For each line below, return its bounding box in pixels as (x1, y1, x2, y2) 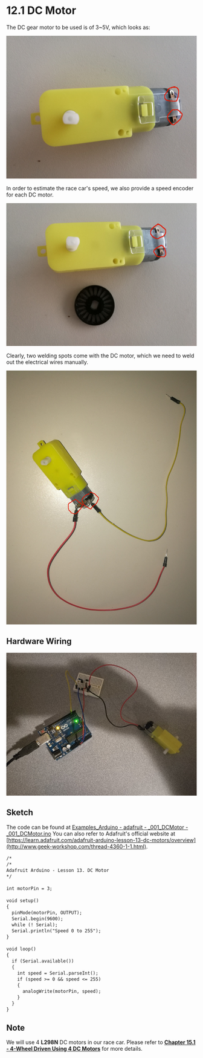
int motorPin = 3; (6, 885, 53, 892)
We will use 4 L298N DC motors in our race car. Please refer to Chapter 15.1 (6, 1039, 196, 1046)
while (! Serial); (11, 921, 59, 928)
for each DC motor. (6, 191, 54, 198)
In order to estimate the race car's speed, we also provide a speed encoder (6, 184, 194, 192)
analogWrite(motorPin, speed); (22, 988, 101, 995)
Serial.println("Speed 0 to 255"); (11, 927, 101, 934)
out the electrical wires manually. (6, 358, 89, 366)
